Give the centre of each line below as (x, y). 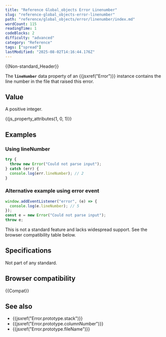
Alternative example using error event (52, 191)
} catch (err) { (22, 169)
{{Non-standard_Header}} (32, 66)
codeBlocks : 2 (20, 33)
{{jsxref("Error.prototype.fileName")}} (51, 329)
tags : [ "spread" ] (23, 47)
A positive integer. (24, 109)
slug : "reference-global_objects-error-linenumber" (60, 15)
